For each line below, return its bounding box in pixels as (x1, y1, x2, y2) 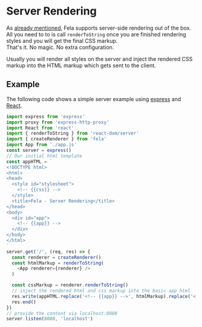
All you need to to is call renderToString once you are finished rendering (6, 30, 186, 38)
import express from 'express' (6, 113, 85, 119)
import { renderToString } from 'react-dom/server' (6, 130, 139, 137)
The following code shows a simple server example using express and (6, 95, 181, 102)
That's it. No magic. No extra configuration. (6, 44, 114, 51)
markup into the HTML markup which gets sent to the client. (6, 62, 156, 69)
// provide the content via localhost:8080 (6, 310, 118, 316)
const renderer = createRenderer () (11, 254, 102, 260)
